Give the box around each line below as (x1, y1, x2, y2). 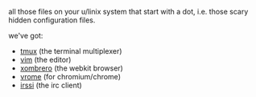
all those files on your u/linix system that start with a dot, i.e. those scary (8, 7, 249, 16)
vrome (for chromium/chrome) (19, 72, 121, 81)
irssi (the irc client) (19, 80, 82, 90)
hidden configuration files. (8, 15, 96, 25)
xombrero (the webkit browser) (19, 63, 123, 73)
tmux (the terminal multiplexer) (19, 46, 122, 55)
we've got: (8, 31, 43, 40)
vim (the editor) (19, 55, 72, 64)
